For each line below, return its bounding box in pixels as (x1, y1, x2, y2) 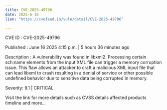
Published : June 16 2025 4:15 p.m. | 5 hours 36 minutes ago (5, 44, 130, 50)
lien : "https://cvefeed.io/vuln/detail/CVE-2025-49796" (5, 16, 124, 21)
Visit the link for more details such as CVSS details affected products (5, 94, 147, 100)
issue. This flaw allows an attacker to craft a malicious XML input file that (5, 64, 155, 70)
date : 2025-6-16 (5, 12, 39, 17)
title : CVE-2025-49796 (5, 7, 52, 12)
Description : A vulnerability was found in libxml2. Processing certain (5, 54, 147, 60)
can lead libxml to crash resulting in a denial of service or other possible (5, 70, 153, 76)
